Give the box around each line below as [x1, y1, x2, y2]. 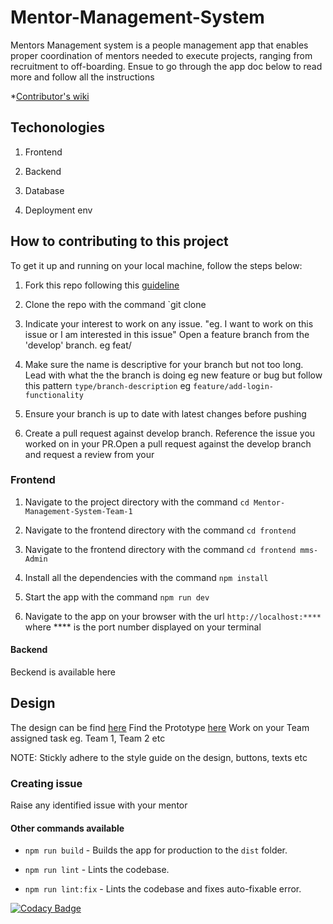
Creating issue [10, 776, 83, 790]
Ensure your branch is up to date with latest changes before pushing [24, 407, 307, 420]
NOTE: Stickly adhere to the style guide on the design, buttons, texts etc [10, 751, 308, 763]
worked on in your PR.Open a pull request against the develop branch [24, 437, 312, 450]
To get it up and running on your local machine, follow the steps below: [10, 259, 303, 271]
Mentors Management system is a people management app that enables [10, 39, 309, 51]
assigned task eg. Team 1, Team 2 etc [10, 732, 166, 744]
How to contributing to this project [10, 233, 229, 250]
